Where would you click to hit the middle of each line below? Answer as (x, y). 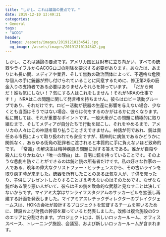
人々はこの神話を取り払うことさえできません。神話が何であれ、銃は (87, 130)
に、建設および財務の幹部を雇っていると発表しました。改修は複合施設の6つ (82, 211)
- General (15, 24)
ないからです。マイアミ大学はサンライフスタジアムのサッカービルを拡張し (81, 192)
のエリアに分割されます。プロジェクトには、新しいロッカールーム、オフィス (83, 217)
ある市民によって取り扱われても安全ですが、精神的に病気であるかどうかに (85, 136)
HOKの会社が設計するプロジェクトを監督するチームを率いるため (92, 205)
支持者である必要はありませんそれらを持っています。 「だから (85, 86)
